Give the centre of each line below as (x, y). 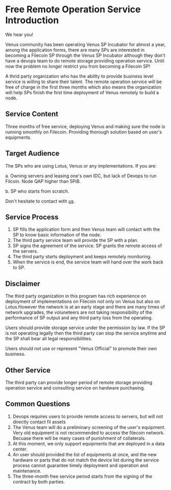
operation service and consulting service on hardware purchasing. (75, 388)
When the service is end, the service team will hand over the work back (88, 262)
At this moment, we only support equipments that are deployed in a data (89, 443)
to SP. (19, 268)
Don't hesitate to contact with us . (40, 201)
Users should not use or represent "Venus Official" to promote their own (81, 349)
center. (20, 449)
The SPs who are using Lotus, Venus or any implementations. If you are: (81, 166)
